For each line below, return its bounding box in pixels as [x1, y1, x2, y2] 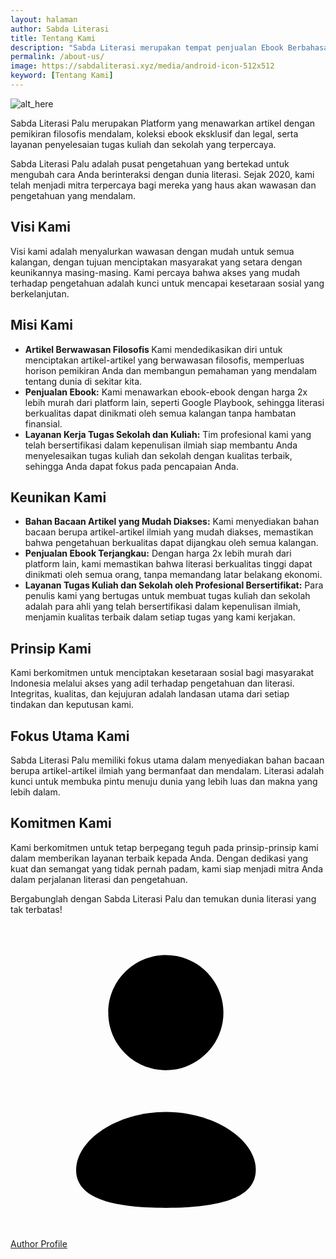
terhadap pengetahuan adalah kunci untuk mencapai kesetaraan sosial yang [10, 277, 325, 289]
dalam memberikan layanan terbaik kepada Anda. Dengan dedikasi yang [10, 852, 309, 864]
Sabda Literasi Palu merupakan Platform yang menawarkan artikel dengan [10, 117, 316, 129]
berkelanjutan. [10, 287, 70, 300]
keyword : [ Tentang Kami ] [10, 71, 114, 81]
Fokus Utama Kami [10, 727, 130, 745]
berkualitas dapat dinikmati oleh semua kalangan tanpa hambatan [24, 407, 297, 419]
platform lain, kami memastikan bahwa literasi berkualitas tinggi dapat [24, 558, 313, 570]
